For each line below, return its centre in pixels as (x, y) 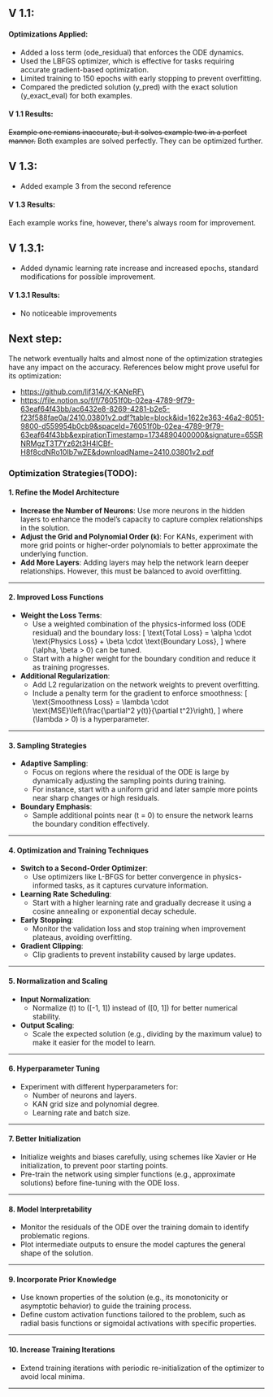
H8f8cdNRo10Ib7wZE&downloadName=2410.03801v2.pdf (117, 452)
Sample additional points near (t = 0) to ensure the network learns (143, 815)
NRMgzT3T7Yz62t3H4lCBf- (67, 443)
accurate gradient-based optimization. (84, 69)
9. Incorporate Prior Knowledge (63, 1279)
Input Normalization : (56, 999)
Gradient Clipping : (52, 946)
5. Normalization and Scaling (58, 980)
